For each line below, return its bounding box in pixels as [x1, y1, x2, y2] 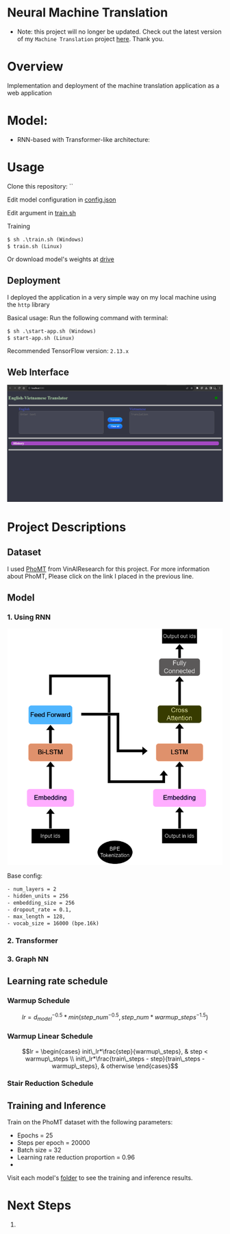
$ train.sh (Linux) [7, 243, 63, 250]
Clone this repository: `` [7, 182, 74, 190]
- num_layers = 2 [7, 886, 57, 893]
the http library [7, 300, 50, 308]
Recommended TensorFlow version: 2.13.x [7, 346, 129, 354]
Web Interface [7, 366, 70, 378]
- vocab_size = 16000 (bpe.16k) [7, 920, 99, 927]
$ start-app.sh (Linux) [7, 335, 75, 341]
